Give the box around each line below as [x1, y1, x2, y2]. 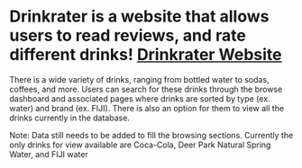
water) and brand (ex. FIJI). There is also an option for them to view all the [9, 102, 285, 113]
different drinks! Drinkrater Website [9, 45, 282, 65]
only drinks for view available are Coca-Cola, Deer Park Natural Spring [9, 139, 271, 150]
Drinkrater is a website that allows [9, 6, 270, 27]
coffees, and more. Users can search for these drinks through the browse [9, 84, 283, 94]
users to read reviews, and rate [9, 25, 246, 46]
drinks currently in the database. [9, 112, 131, 123]
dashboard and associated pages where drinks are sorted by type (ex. [9, 93, 270, 104]
